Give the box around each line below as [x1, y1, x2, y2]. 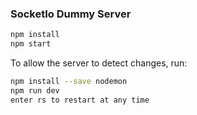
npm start [10, 39, 52, 49]
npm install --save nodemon [10, 77, 128, 87]
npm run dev [10, 85, 60, 96]
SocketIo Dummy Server [10, 7, 132, 21]
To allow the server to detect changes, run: [10, 57, 188, 69]
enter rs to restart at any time [10, 95, 150, 105]
